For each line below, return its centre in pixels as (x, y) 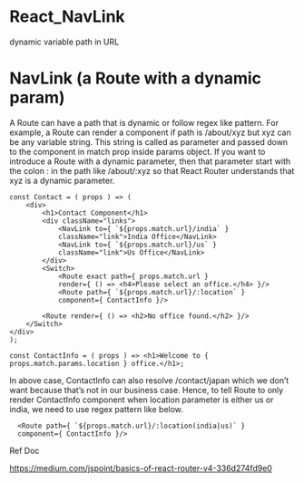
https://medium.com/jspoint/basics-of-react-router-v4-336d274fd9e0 (141, 468)
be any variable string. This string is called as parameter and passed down (149, 141)
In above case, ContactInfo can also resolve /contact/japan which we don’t (149, 380)
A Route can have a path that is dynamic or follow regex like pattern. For (144, 122)
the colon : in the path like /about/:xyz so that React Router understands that (152, 170)
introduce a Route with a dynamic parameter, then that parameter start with (150, 161)
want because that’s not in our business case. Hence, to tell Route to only (147, 390)
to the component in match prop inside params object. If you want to (137, 151)
